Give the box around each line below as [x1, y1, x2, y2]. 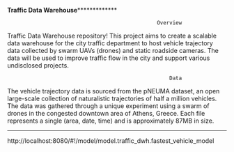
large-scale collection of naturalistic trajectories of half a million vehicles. [7, 94, 217, 102]
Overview [156, 20, 182, 26]
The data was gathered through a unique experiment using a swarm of [7, 102, 210, 110]
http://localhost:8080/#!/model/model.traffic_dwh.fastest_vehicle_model [7, 137, 214, 145]
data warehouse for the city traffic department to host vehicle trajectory [7, 39, 214, 47]
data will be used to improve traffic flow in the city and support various [7, 54, 210, 62]
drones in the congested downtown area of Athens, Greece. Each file [7, 109, 205, 117]
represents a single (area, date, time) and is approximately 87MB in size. [7, 116, 214, 125]
